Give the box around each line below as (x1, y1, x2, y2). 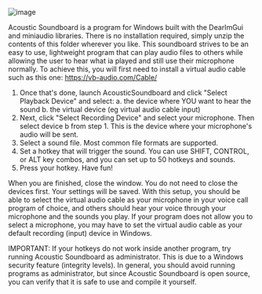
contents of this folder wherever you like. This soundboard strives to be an (8, 39, 249, 49)
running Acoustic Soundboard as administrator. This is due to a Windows (8, 252, 244, 261)
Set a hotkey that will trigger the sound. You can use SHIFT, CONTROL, (19, 146, 249, 156)
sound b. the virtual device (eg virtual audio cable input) (19, 105, 201, 114)
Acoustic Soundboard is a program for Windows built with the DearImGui (8, 23, 244, 31)
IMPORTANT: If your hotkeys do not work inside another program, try (8, 244, 231, 253)
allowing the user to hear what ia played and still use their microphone (8, 56, 235, 65)
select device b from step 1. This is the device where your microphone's (19, 122, 253, 130)
